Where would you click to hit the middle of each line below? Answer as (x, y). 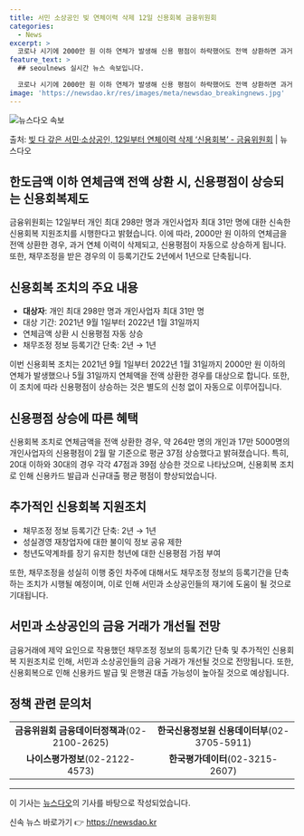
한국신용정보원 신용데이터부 (213, 730)
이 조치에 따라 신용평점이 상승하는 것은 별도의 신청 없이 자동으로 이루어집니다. (146, 387)
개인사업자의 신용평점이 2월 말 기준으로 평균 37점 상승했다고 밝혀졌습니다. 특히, (149, 453)
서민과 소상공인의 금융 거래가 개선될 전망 (115, 626)
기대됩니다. (29, 595)
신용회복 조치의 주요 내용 (74, 288)
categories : (32, 26)
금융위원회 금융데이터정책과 (71, 730)
